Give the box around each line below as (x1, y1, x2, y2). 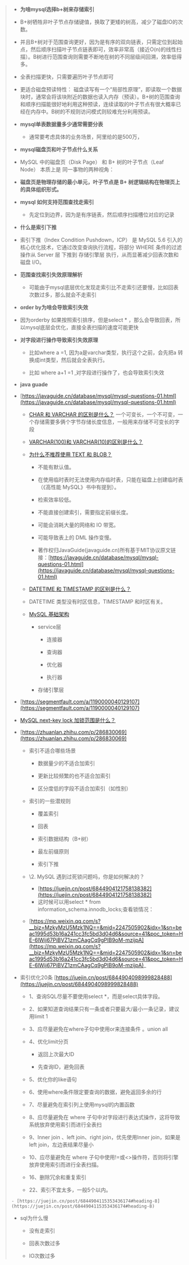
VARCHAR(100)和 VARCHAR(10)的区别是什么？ (28, 438, 143, 445)
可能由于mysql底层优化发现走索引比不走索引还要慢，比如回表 (28, 284, 179, 291)
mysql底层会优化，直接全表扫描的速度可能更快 (25, 324, 139, 331)
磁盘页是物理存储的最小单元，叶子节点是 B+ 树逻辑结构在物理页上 (20, 179, 180, 186)
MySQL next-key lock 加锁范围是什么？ (20, 717, 116, 724)
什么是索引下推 (20, 224, 57, 231)
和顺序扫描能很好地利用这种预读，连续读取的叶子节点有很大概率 (20, 101, 176, 107)
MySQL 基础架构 (28, 611, 69, 617)
